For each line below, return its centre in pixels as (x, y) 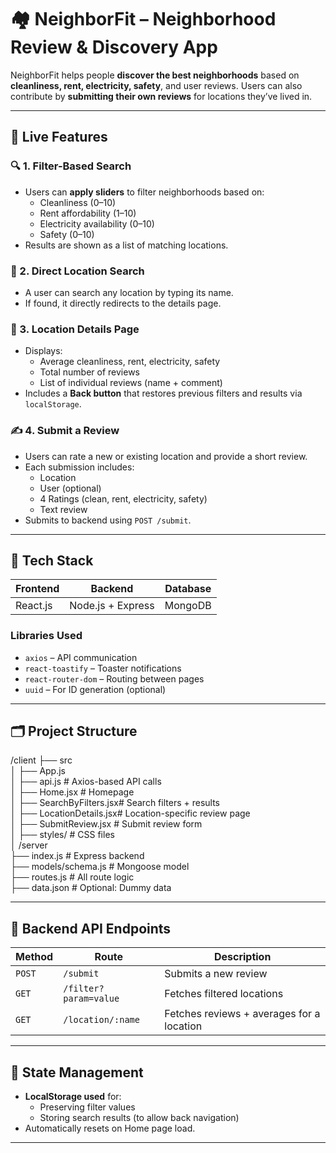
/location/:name (101, 1020)
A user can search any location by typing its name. (129, 292)
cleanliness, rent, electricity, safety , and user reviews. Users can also (156, 85)
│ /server (29, 845)
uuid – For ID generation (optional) (95, 689)
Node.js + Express (112, 606)
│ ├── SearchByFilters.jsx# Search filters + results (115, 803)
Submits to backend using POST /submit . (108, 520)
